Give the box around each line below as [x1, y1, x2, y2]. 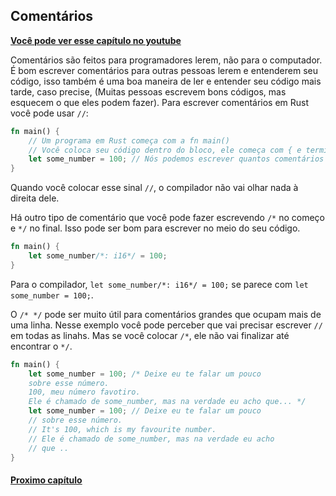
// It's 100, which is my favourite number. [28, 424, 217, 434]
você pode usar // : [10, 107, 89, 119]
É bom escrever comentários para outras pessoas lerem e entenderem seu [10, 64, 318, 76]
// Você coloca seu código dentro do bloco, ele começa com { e [28, 145, 302, 155]
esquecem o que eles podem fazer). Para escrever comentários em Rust [10, 96, 310, 108]
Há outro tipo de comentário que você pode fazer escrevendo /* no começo [10, 212, 326, 224]
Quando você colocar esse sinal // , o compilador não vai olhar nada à [10, 182, 299, 194]
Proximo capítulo [10, 474, 83, 486]
